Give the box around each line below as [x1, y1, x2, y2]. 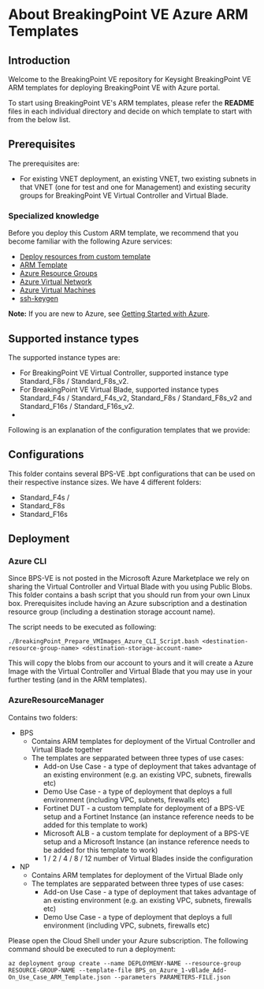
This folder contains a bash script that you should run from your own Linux [8, 590, 251, 600]
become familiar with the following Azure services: [8, 236, 173, 246]
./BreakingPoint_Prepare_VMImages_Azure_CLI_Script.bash [8, 638, 199, 645]
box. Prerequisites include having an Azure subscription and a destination [8, 599, 247, 608]
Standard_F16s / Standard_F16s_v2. [19, 401, 135, 411]
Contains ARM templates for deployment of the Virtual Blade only [31, 870, 244, 879]
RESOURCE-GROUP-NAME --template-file [8, 966, 132, 974]
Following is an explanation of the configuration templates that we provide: [8, 425, 251, 434]
